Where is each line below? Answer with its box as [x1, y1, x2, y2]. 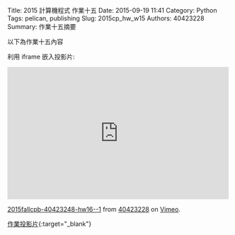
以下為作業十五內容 [7, 37, 64, 46]
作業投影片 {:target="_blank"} [7, 219, 92, 228]
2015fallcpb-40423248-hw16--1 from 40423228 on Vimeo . [7, 205, 180, 213]
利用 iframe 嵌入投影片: [7, 52, 76, 61]
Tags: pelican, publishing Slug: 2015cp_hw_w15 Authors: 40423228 [7, 14, 205, 23]
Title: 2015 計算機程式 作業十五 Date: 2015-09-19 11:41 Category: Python [7, 6, 217, 14]
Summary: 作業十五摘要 [7, 23, 76, 30]
